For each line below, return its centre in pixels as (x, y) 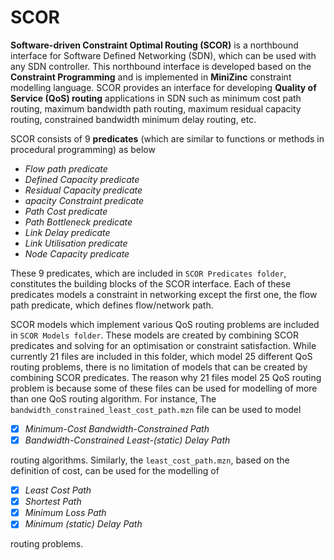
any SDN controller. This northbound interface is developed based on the (161, 66)
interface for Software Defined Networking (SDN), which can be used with (163, 55)
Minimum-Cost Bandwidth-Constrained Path (117, 428)
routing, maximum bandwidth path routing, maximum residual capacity (156, 108)
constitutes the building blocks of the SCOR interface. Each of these (151, 283)
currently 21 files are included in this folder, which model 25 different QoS (161, 356)
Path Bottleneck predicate (78, 222)
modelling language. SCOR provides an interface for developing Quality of (163, 87)
